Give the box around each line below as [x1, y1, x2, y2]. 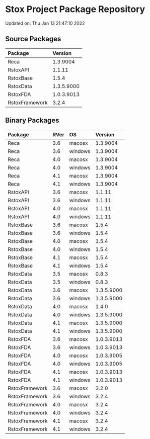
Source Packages [5, 35, 61, 43]
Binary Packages [5, 116, 59, 125]
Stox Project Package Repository [5, 4, 145, 15]
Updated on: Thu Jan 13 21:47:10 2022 [5, 20, 85, 26]
